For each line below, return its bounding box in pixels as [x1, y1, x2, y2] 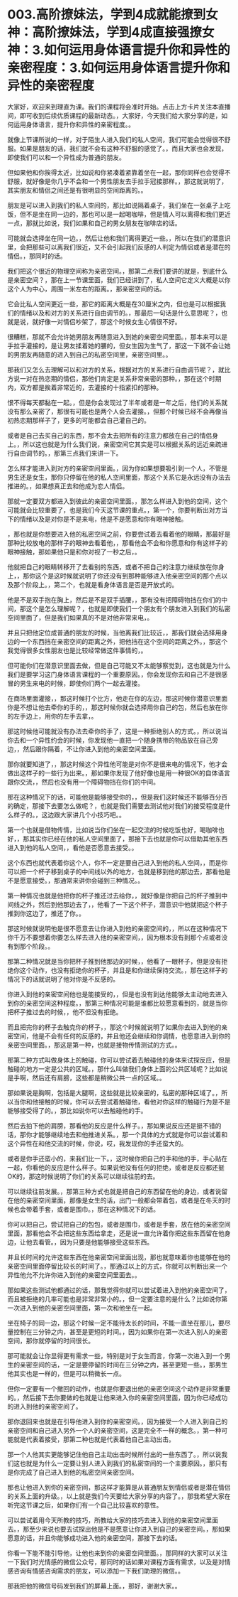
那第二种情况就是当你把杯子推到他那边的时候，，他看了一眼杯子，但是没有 [7, 957, 222, 965]
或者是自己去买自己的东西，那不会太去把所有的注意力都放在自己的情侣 [7, 431, 212, 439]
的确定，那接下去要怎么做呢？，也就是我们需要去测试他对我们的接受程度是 [7, 801, 225, 810]
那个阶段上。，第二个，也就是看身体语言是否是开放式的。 [13, 580, 178, 588]
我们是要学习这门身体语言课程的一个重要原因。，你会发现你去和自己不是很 [7, 670, 222, 679]
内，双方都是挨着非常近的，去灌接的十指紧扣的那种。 [7, 383, 163, 392]
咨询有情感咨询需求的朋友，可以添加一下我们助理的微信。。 [13, 1566, 184, 1575]
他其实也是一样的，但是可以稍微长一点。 [7, 1369, 125, 1377]
